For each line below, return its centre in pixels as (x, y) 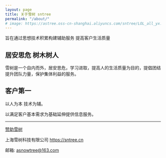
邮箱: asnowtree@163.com (32, 150)
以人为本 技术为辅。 (25, 103)
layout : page (19, 10)
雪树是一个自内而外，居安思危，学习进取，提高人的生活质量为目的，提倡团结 (83, 68)
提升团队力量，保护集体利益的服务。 (42, 74)
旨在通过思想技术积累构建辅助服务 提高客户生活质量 (58, 38)
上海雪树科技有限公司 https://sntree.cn (44, 140)
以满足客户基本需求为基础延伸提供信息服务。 (51, 114)
